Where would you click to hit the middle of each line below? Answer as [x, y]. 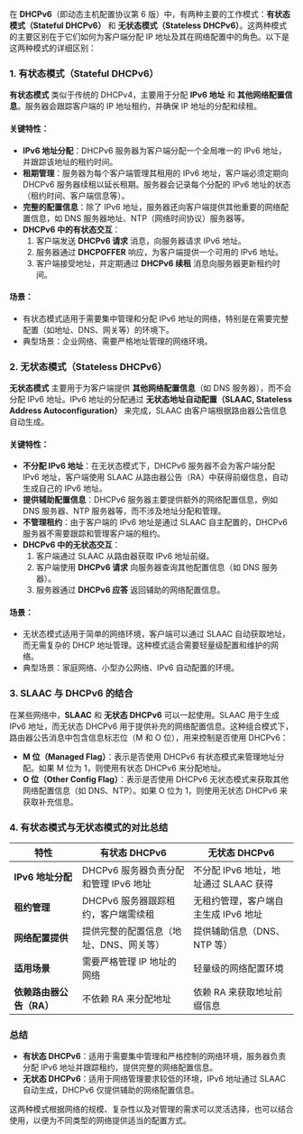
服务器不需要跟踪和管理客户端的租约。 [93, 534]
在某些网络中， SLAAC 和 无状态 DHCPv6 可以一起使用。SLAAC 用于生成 [144, 715]
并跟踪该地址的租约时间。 [70, 161]
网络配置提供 [41, 938]
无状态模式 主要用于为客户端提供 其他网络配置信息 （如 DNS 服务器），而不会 [151, 388]
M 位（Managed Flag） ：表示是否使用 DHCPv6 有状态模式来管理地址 [149, 756]
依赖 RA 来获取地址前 [238, 992]
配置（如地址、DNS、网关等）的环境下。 [98, 329]
